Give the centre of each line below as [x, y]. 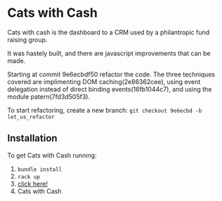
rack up [28, 176]
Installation [32, 138]
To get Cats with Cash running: [52, 155]
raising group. [27, 39]
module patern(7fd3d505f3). [48, 97]
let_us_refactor [31, 117]
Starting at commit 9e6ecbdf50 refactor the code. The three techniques [111, 74]
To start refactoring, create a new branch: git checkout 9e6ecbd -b [105, 110]
